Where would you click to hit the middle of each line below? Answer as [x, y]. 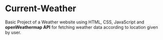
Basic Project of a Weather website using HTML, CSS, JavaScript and [75, 22]
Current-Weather [41, 9]
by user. [13, 32]
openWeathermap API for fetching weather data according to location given [81, 27]
